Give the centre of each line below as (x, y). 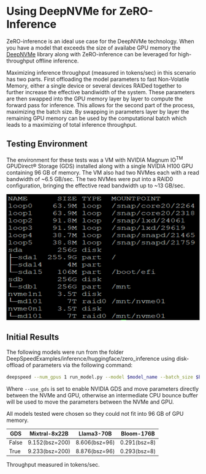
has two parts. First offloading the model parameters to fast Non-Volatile (98, 79)
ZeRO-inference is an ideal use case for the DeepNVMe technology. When (100, 41)
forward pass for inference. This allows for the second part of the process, (101, 105)
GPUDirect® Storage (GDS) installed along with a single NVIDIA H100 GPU (100, 166)
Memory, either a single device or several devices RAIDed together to (94, 85)
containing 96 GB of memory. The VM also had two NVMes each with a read (103, 173)
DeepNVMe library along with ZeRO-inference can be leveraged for (91, 54)
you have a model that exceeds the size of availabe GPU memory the (93, 48)
